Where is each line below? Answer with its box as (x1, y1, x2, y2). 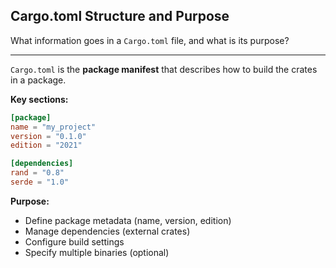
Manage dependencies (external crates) (24, 225, 191, 237)
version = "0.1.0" (10, 131, 87, 141)
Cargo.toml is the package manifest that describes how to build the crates (10, 63, 318, 75)
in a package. (10, 74, 67, 86)
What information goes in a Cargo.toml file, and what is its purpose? (10, 34, 290, 46)
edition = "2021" (10, 140, 83, 151)
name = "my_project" (10, 122, 97, 132)
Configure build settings (24, 235, 125, 248)
